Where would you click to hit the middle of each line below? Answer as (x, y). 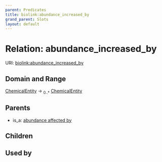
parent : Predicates (26, 10)
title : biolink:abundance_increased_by (47, 15)
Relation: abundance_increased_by (81, 49)
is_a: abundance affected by (42, 120)
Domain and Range (36, 79)
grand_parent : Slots (27, 19)
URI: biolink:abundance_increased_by (45, 63)
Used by (18, 153)
